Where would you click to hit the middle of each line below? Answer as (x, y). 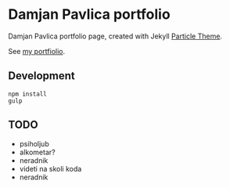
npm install (27, 94)
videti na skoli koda (50, 168)
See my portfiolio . (36, 51)
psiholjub (34, 143)
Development (42, 76)
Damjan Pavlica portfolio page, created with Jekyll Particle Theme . (115, 36)
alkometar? (38, 152)
